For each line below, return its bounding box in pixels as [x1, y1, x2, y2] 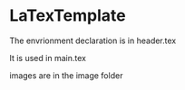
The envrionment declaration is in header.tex [9, 35, 177, 46]
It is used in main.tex [9, 52, 86, 63]
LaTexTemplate [9, 5, 126, 26]
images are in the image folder [9, 69, 123, 81]
